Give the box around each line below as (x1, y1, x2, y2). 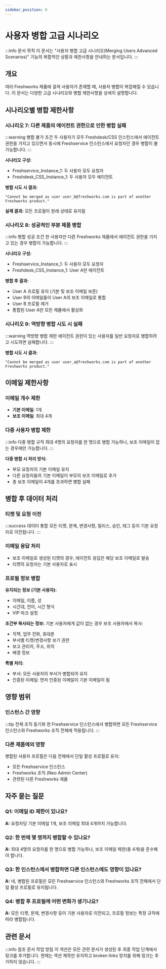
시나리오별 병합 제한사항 (5, 106, 74, 114)
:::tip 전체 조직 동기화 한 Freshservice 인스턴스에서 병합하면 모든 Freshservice (5, 721, 158, 727)
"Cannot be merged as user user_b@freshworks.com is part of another (5, 194, 152, 199)
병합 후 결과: (5, 278, 29, 284)
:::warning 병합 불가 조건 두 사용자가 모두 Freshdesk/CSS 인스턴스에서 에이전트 (5, 134, 160, 140)
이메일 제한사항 (5, 379, 49, 387)
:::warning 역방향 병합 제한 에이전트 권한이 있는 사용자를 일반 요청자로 (5, 333, 140, 339)
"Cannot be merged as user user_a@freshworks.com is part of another (5, 359, 152, 365)
